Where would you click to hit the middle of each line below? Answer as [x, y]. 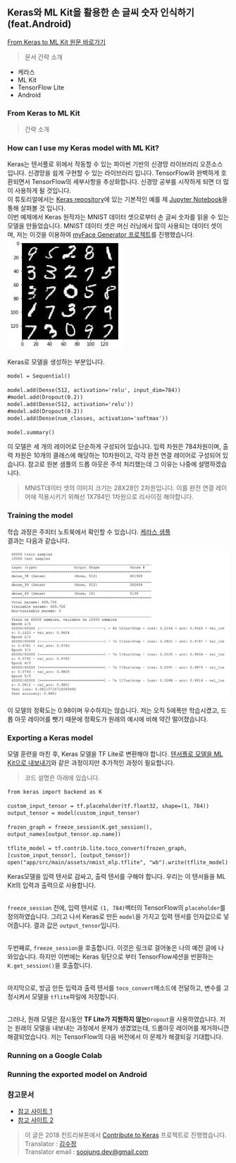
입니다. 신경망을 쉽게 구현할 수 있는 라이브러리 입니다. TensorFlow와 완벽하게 [113, 173]
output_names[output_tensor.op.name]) [64, 835]
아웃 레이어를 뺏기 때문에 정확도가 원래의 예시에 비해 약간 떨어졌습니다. [111, 719]
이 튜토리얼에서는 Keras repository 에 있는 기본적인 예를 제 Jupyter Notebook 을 [117, 199]
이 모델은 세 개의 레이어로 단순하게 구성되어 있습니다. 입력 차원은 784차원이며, [114, 447]
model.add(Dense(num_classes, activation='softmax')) [88, 419]
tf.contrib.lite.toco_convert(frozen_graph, [121, 849]
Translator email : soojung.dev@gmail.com [86, 1152]
